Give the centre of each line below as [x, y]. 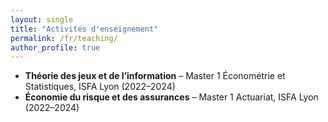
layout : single [42, 19]
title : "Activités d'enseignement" [84, 29]
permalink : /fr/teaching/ [64, 38]
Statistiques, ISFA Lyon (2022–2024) [100, 87]
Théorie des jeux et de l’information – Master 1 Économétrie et [155, 76]
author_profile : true [55, 47]
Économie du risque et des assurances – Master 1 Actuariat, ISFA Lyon [171, 97]
